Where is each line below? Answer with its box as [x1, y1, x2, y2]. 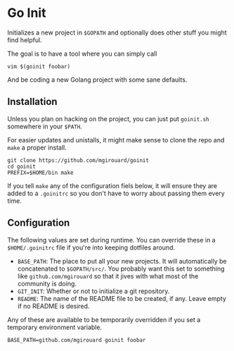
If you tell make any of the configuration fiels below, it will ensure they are [7, 181, 218, 190]
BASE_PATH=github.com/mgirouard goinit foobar [7, 336, 146, 343]
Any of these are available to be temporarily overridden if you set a [7, 315, 201, 324]
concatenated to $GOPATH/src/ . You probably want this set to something [17, 264, 225, 273]
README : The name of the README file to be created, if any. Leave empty [17, 294, 227, 302]
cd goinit [7, 163, 37, 170]
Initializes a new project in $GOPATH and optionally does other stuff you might [7, 28, 227, 37]
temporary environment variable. [7, 323, 103, 331]
